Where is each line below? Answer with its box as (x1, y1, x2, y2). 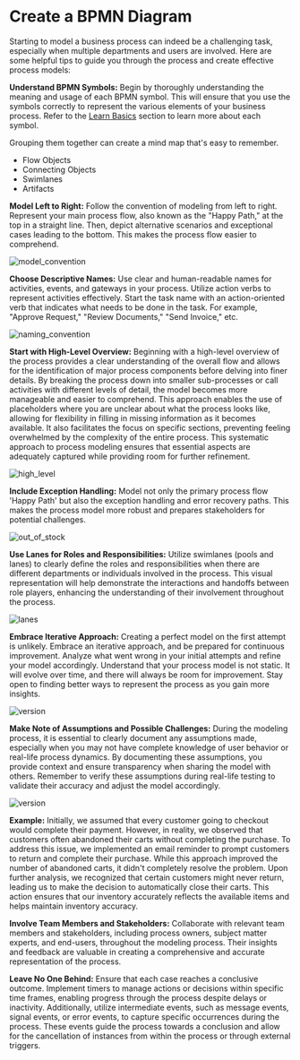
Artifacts (21, 183, 55, 194)
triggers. (9, 1039, 41, 1050)
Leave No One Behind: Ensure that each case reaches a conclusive (9, 973, 259, 984)
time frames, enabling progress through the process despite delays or (9, 992, 267, 1003)
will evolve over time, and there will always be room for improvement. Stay (9, 669, 284, 680)
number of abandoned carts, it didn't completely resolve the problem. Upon (9, 862, 288, 873)
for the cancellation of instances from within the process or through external (9, 1030, 291, 1041)
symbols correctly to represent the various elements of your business (9, 100, 266, 111)
